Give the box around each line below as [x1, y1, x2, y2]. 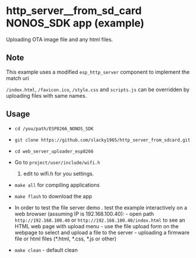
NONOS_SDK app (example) [6, 16, 145, 30]
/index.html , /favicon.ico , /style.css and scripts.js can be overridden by [6, 86, 190, 93]
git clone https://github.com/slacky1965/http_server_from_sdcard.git [14, 137, 191, 143]
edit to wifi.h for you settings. [23, 170, 94, 177]
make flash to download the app [14, 192, 92, 199]
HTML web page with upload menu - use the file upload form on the [14, 222, 179, 229]
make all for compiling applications [14, 181, 100, 188]
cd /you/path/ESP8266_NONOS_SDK [14, 126, 94, 132]
